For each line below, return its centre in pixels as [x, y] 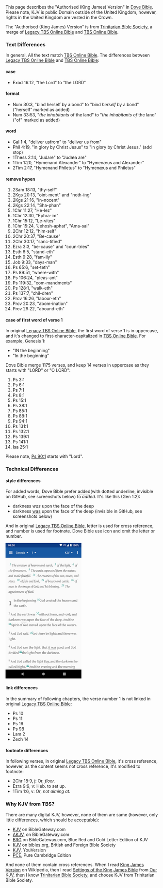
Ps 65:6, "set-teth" [31, 267]
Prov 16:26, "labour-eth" [37, 299]
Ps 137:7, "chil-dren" [33, 293]
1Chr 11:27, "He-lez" [32, 210]
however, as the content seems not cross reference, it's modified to [73, 766]
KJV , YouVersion [29, 850]
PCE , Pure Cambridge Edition [42, 855]
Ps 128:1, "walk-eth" [33, 288]
